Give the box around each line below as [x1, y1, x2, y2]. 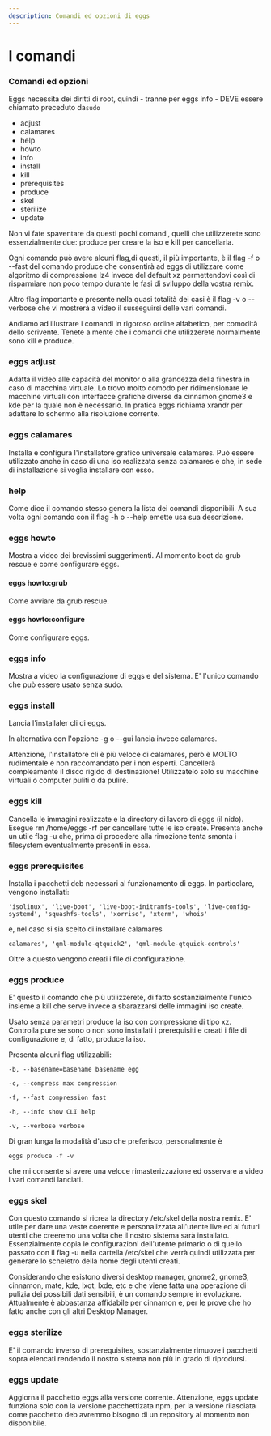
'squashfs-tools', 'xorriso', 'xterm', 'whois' [44, 910, 208, 918]
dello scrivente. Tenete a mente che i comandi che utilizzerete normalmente [8, 327, 261, 337]
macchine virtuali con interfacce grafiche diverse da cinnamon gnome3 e [8, 392, 253, 402]
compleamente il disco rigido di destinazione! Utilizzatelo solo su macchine [8, 767, 259, 777]
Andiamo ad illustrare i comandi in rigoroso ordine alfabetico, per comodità [8, 319, 258, 329]
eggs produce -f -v [8, 1152, 74, 1161]
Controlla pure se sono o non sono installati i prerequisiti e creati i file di [8, 1025, 247, 1035]
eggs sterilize [8, 1327, 63, 1338]
